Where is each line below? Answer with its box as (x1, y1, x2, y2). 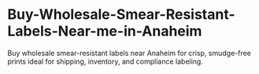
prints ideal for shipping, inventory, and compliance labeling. (7, 57, 204, 66)
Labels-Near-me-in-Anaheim (7, 22, 202, 40)
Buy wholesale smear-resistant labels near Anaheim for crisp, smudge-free (7, 48, 251, 57)
